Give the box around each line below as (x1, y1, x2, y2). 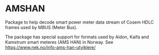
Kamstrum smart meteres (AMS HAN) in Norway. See (5, 39, 114, 45)
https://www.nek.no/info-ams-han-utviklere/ (5, 44, 96, 50)
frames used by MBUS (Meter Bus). (5, 24, 78, 30)
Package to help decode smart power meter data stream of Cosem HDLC (5, 19, 154, 25)
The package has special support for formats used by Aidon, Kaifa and (5, 34, 149, 40)
